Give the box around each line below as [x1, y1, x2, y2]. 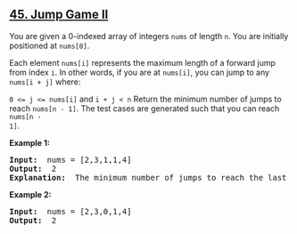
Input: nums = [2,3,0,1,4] [9, 206, 132, 216]
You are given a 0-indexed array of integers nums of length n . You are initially [9, 30, 289, 41]
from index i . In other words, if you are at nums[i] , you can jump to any [9, 67, 270, 77]
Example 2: [9, 189, 52, 199]
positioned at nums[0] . [9, 40, 90, 51]
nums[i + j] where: [9, 76, 81, 87]
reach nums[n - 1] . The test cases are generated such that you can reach [9, 102, 280, 114]
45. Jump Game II [9, 7, 109, 22]
